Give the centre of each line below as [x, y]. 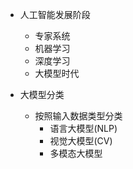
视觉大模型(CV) [81, 141]
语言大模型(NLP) [83, 128]
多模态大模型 [76, 153]
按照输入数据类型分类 [78, 116]
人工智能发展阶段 [55, 14]
